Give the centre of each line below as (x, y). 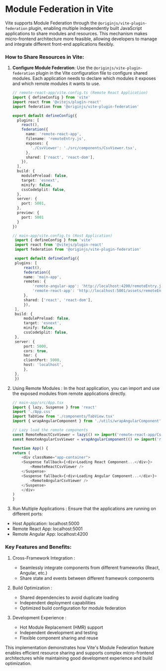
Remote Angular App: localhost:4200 (50, 534)
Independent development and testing (59, 632)
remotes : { (35, 282)
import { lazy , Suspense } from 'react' (55, 407)
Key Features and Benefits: (38, 547)
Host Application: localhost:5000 (46, 524)
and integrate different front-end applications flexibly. (60, 44)
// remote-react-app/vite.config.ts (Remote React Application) (80, 93)
